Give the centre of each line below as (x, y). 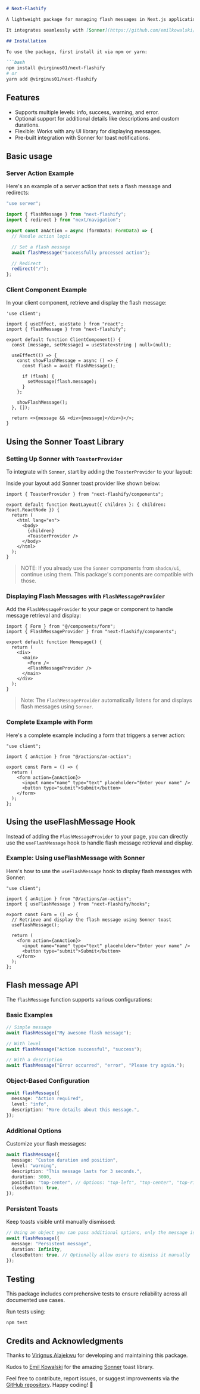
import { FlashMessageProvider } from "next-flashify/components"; (92, 632)
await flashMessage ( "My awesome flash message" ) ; (69, 1033)
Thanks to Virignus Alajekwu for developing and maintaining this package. (97, 1355)
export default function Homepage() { (54, 642)
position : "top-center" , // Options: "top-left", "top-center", (93, 1183)
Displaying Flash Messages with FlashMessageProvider (86, 596)
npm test (17, 1322)
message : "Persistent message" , (52, 1244)
